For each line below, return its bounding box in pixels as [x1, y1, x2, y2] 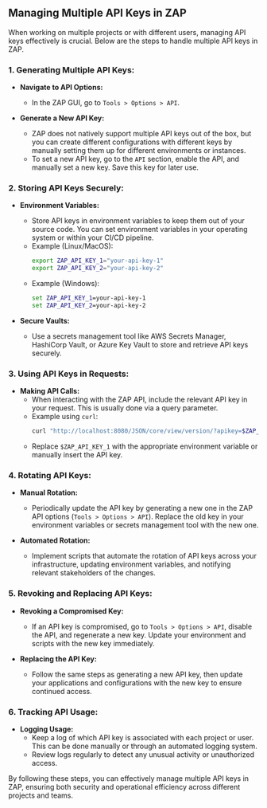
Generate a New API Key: [19, 113, 105, 123]
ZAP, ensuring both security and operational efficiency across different [8, 782, 241, 791]
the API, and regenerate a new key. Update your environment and [31, 630, 246, 640]
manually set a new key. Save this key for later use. [31, 163, 199, 172]
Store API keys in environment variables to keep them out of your [31, 216, 245, 226]
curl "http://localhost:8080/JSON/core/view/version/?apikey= [31, 427, 242, 435]
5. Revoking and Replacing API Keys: [8, 588, 153, 599]
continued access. [31, 686, 93, 696]
